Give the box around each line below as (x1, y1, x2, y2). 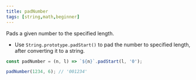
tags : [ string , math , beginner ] (6, 14, 80, 20)
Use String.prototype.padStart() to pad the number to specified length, (14, 41, 191, 48)
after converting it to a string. (14, 47, 85, 54)
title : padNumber (6, 8, 49, 14)
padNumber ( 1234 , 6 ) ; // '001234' (6, 69, 88, 75)
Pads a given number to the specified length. (6, 30, 114, 37)
